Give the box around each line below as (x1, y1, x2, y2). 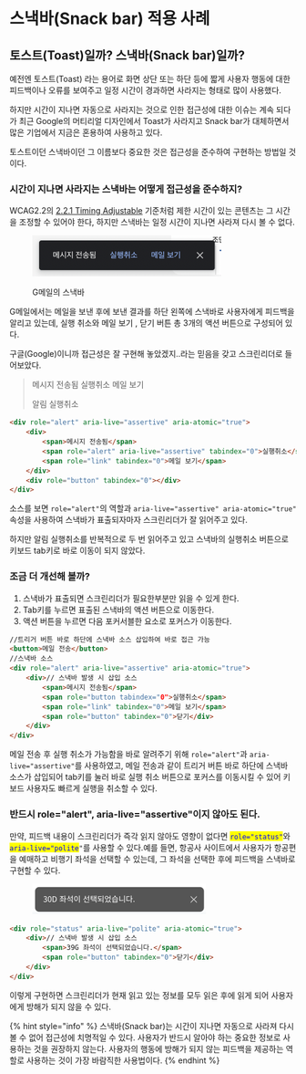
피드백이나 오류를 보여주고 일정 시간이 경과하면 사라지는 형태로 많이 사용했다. (9, 85, 282, 96)
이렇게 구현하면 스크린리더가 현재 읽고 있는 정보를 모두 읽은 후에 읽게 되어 (9, 989, 270, 1000)
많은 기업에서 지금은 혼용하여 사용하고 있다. (9, 127, 163, 138)
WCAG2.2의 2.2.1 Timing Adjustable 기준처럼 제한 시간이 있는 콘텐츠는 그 (9, 205, 274, 216)
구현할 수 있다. (9, 864, 61, 876)
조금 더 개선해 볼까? (9, 570, 91, 583)
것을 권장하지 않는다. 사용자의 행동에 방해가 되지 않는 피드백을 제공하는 (33, 1043, 284, 1054)
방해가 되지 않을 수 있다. (25, 1001, 112, 1012)
